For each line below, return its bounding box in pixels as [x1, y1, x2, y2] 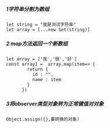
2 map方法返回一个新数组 [6, 40, 68, 47]
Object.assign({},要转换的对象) [6, 116, 80, 122]
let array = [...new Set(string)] [6, 26, 91, 32]
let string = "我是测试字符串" [6, 21, 76, 28]
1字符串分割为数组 [6, 5, 50, 12]
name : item [32, 76, 61, 82]
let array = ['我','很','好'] [6, 56, 77, 62]
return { [27, 66, 49, 72]
